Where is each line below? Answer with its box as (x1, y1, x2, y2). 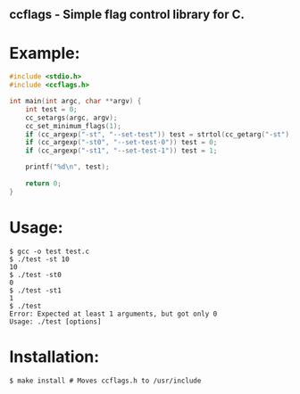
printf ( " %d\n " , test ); (25, 162, 110, 172)
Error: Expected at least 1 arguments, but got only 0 (9, 309, 218, 318)
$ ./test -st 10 (9, 254, 70, 264)
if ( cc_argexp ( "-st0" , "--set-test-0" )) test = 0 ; (25, 138, 218, 147)
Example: (9, 43, 80, 63)
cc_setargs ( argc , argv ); (25, 113, 118, 122)
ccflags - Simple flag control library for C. (9, 7, 246, 22)
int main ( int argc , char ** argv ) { (9, 97, 142, 106)
